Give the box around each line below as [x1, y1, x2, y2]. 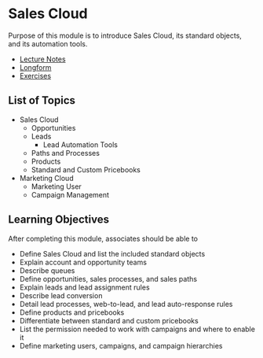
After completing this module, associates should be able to [8, 234, 199, 243]
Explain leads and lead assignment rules [19, 282, 151, 292]
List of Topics [8, 94, 76, 107]
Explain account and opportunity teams [19, 257, 148, 267]
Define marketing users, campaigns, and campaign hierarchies [19, 341, 223, 350]
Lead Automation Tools [42, 139, 118, 149]
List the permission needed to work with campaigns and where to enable [19, 324, 255, 334]
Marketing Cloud [19, 173, 74, 183]
